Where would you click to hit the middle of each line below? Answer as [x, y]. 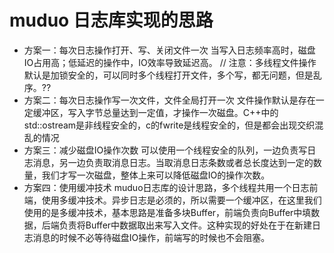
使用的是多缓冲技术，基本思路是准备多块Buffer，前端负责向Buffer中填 [167, 212]
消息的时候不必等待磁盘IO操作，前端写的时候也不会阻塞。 [151, 237]
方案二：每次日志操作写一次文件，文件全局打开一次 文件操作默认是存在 [169, 100]
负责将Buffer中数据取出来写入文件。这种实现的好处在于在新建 [185, 225]
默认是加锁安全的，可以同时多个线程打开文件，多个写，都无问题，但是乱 [172, 75]
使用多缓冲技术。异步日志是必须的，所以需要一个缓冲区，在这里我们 [181, 200]
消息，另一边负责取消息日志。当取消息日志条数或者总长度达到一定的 [173, 162]
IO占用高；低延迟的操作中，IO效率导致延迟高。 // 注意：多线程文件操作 [170, 62]
